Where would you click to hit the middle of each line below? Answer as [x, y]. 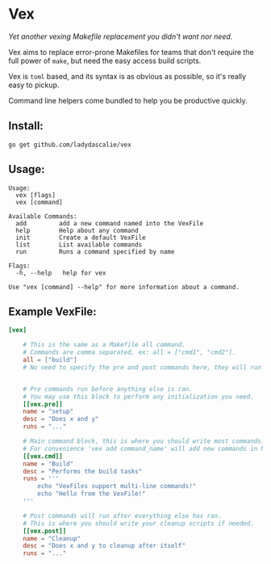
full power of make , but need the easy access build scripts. [105, 61]
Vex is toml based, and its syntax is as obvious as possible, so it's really [127, 76]
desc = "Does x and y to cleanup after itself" [104, 546]
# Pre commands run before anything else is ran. [108, 389]
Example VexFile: [52, 311]
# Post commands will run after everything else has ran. [122, 516]
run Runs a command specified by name [95, 251]
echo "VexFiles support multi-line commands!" [117, 486]
